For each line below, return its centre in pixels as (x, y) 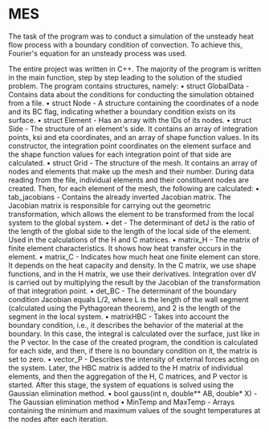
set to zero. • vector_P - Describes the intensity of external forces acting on (134, 359)
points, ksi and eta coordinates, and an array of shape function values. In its (134, 137)
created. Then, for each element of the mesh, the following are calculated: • (134, 188)
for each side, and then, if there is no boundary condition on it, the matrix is (133, 350)
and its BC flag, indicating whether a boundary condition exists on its (122, 111)
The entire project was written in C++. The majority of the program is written (135, 68)
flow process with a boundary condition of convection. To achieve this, (126, 44)
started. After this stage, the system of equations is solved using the (121, 385)
